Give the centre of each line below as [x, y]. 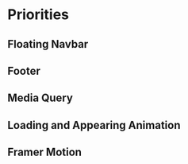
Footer [24, 70]
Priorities [38, 15]
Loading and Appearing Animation [94, 125]
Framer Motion [45, 152]
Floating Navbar [48, 44]
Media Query [40, 98]
